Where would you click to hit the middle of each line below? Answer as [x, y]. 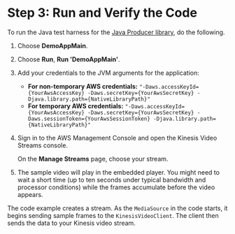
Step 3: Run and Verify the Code [102, 13]
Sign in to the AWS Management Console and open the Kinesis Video [117, 138]
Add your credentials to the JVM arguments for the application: [108, 73]
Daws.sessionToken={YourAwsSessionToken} [89, 119]
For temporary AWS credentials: [76, 105]
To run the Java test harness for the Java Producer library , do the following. [116, 32]
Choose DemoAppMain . [52, 45]
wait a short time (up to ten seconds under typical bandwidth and [112, 180]
